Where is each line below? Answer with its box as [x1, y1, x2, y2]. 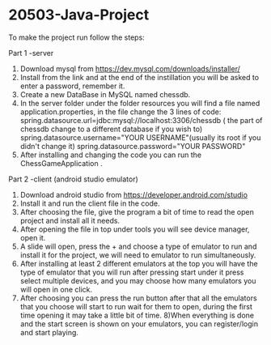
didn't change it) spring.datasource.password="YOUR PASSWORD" [19, 141, 246, 151]
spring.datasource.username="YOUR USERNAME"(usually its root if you [19, 132, 261, 143]
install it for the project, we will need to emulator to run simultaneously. [19, 249, 256, 260]
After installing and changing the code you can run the [19, 150, 202, 160]
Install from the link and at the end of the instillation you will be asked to [19, 72, 260, 82]
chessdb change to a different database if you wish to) [19, 124, 203, 134]
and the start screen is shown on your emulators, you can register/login [19, 318, 259, 329]
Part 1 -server [8, 48, 54, 57]
